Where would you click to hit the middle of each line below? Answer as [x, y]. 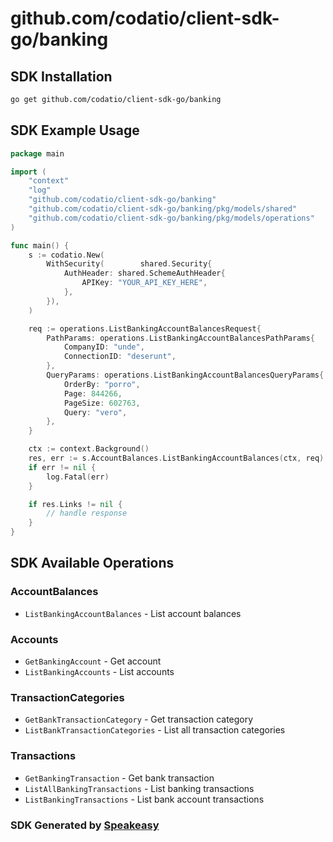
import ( [28, 172]
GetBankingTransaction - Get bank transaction [119, 778]
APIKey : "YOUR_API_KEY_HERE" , [144, 283]
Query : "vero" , [95, 412]
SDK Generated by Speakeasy [85, 825]
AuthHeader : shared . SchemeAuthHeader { [144, 273]
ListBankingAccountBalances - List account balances [133, 613]
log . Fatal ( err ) [78, 477]
